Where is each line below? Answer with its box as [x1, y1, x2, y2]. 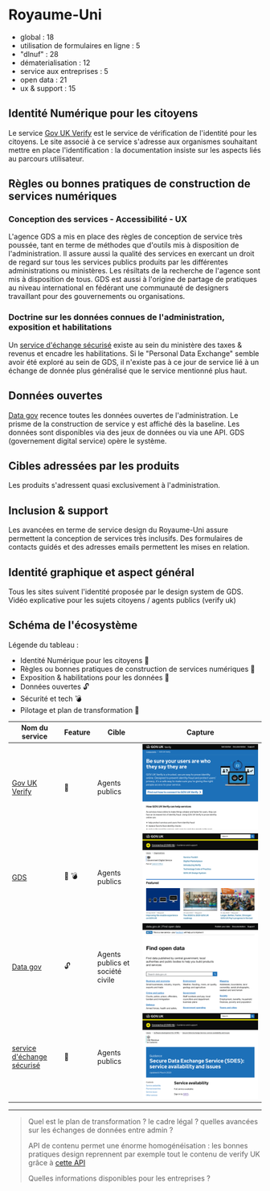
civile [97, 975, 115, 984]
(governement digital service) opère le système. [8, 436, 167, 445]
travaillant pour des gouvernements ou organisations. [8, 292, 186, 301]
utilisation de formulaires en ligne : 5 [19, 40, 141, 50]
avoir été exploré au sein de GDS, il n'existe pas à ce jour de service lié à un [8, 357, 260, 366]
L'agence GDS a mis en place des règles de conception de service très [8, 231, 243, 242]
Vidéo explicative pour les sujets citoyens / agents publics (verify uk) [8, 595, 237, 604]
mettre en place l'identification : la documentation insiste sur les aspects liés [8, 145, 261, 154]
